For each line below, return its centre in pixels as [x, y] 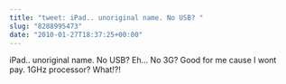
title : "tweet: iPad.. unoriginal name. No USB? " [106, 18]
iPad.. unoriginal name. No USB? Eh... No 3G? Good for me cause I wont [143, 61]
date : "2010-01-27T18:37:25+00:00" [76, 34]
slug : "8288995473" [46, 26]
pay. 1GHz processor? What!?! [65, 70]
